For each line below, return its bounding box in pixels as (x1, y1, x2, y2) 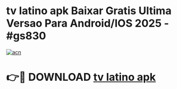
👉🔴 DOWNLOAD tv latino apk (6, 71, 156, 84)
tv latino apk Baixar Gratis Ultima (6, 4, 172, 18)
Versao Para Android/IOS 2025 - (6, 17, 169, 30)
